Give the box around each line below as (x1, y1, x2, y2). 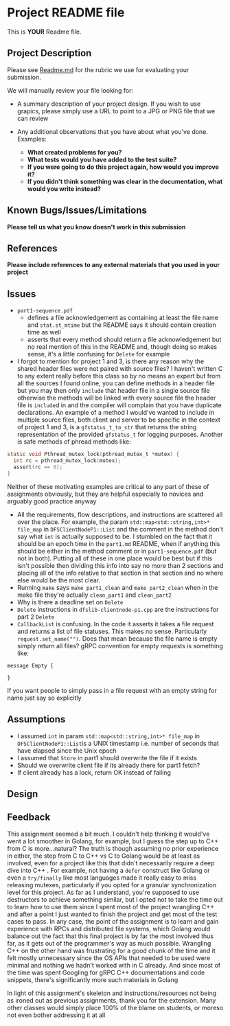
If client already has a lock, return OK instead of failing (16, 768, 172, 777)
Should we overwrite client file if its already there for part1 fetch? (16, 761, 200, 769)
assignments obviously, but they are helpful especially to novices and (7, 490, 204, 498)
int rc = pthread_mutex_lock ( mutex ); (13, 457, 122, 464)
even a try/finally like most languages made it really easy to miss (7, 874, 197, 882)
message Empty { (7, 662, 54, 669)
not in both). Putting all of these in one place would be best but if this (16, 554, 213, 562)
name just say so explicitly (7, 694, 82, 702)
